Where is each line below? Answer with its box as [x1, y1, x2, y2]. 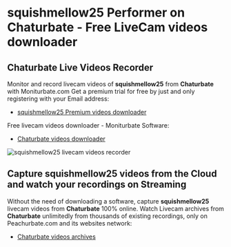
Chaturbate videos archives [17, 233, 97, 241]
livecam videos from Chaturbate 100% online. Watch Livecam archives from [7, 204, 224, 213]
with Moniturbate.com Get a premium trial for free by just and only [7, 88, 195, 95]
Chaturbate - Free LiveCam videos [7, 19, 208, 35]
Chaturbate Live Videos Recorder [7, 61, 154, 73]
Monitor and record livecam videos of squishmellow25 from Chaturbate [7, 80, 214, 88]
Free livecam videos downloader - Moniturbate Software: [7, 121, 170, 129]
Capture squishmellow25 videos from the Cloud [7, 168, 217, 180]
